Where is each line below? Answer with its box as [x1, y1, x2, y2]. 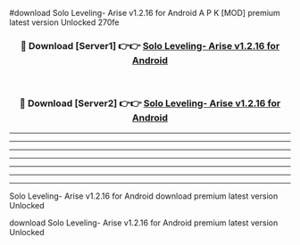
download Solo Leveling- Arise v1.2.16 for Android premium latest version [9, 217, 279, 228]
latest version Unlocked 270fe [9, 17, 120, 28]
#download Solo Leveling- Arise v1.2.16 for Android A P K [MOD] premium [9, 8, 281, 18]
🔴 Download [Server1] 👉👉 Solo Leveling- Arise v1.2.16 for [20, 39, 280, 52]
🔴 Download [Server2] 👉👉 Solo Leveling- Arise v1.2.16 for [19, 97, 281, 110]
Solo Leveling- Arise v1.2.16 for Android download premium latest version [9, 191, 279, 201]
